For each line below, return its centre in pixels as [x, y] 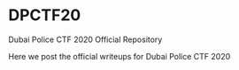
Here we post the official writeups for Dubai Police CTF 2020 [119, 56]
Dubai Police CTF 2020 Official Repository [85, 39]
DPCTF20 [45, 15]
